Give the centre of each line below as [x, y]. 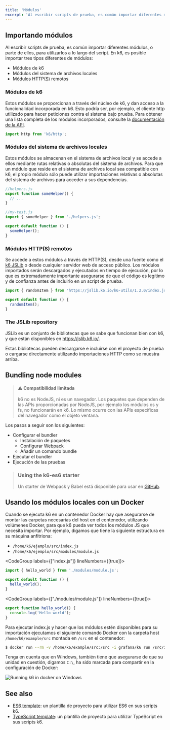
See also [19, 693]
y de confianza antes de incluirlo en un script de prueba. [64, 281]
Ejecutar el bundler [32, 457]
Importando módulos [39, 35]
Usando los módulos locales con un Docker [75, 502]
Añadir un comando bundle [48, 451]
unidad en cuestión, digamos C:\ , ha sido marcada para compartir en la [80, 662]
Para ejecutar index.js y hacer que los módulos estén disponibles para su [81, 627]
